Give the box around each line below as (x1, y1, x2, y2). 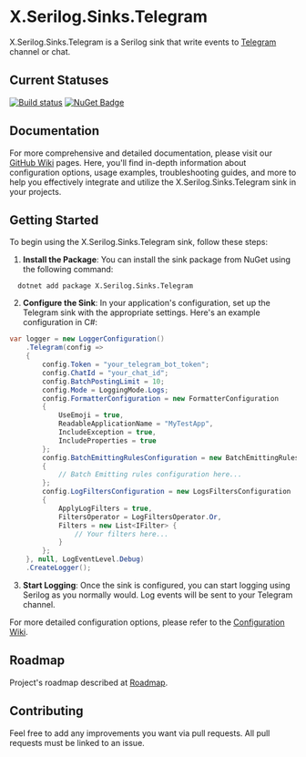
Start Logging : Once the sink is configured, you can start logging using (22, 579, 291, 590)
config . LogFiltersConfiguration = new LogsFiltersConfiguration (42, 487, 291, 496)
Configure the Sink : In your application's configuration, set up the (22, 298, 270, 309)
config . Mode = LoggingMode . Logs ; (42, 385, 169, 394)
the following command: (22, 264, 114, 275)
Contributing (9, 703, 84, 719)
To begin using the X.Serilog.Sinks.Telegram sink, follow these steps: (9, 237, 269, 248)
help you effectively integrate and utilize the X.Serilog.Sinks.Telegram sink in (9, 176, 297, 188)
